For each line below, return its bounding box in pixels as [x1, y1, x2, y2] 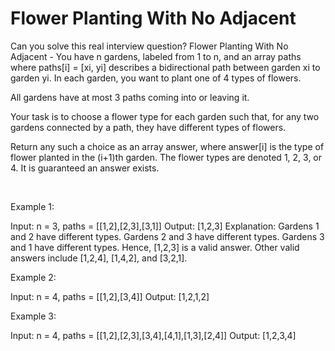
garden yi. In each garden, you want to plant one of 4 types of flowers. [10, 72, 302, 84]
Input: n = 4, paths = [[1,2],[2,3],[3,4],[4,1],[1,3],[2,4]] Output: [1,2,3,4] [10, 329, 297, 341]
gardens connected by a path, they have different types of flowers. [10, 121, 287, 133]
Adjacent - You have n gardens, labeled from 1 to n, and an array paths [10, 50, 302, 62]
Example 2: [10, 271, 57, 283]
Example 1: [10, 200, 55, 212]
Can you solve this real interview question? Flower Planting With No [10, 40, 289, 52]
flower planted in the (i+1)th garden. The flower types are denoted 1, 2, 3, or [10, 151, 323, 163]
